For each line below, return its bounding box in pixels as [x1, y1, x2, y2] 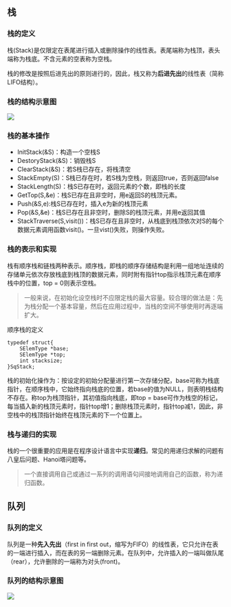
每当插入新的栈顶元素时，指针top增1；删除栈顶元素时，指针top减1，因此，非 [7, 402, 223, 410]
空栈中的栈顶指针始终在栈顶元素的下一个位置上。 [7, 410, 146, 419]
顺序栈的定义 [7, 325, 43, 333]
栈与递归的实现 [7, 430, 57, 439]
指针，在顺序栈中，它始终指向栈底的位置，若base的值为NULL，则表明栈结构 [7, 385, 223, 393]
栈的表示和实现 [7, 244, 57, 254]
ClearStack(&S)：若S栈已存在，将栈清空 [16, 165, 131, 174]
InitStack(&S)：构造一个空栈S [16, 148, 101, 157]
